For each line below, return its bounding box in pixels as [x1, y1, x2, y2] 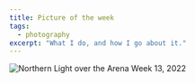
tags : [9, 22, 30, 31]
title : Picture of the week [9, 13, 115, 23]
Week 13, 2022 [130, 63, 187, 74]
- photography [17, 30, 70, 39]
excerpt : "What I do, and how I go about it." [9, 38, 187, 48]
